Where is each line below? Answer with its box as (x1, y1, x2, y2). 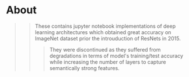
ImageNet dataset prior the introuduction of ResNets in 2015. (34, 35, 181, 42)
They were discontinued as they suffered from (49, 46, 161, 53)
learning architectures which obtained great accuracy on (34, 28, 171, 35)
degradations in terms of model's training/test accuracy (49, 52, 184, 59)
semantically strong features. (49, 64, 120, 71)
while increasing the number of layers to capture (49, 58, 166, 65)
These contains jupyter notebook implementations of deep (34, 23, 176, 30)
